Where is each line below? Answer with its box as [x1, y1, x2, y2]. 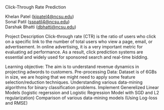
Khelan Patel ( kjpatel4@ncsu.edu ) [5, 14, 74, 19]
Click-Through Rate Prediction [5, 4, 66, 10]
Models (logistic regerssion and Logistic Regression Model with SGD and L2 [5, 90, 159, 95]
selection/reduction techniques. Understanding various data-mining [5, 79, 143, 85]
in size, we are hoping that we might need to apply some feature [5, 74, 135, 80]
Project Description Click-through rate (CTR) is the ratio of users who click [5, 34, 156, 39]
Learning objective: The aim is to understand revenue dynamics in [5, 64, 139, 69]
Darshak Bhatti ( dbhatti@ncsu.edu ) [5, 24, 76, 30]
